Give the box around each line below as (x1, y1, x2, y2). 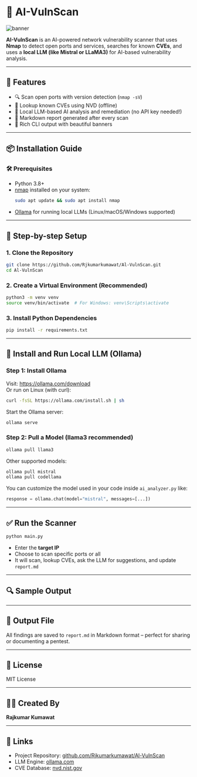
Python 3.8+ (14, 180, 45, 187)
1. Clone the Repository (6, 248, 73, 257)
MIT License (6, 675, 36, 683)
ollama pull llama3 (6, 446, 54, 453)
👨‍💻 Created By (6, 698, 60, 708)
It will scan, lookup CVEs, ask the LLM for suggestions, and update (14, 556, 176, 563)
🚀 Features (6, 78, 46, 88)
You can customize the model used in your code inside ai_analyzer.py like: (6, 485, 188, 492)
